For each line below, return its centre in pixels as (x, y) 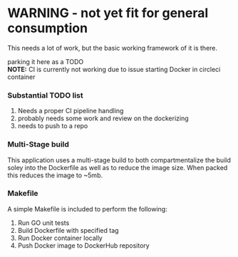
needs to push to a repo (53, 126)
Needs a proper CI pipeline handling (71, 111)
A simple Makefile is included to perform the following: (87, 209)
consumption (47, 28)
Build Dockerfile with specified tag (68, 230)
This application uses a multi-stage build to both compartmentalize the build (119, 160)
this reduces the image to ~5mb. (55, 175)
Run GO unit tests (43, 223)
